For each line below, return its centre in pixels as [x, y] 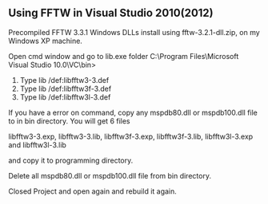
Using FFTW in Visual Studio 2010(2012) [111, 13]
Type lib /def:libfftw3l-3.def [65, 97]
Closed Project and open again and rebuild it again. [93, 191]
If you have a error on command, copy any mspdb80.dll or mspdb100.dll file [133, 112]
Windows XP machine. [45, 41]
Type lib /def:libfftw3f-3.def [66, 88]
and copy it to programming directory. [71, 160]
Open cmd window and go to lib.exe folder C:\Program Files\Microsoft [124, 56]
